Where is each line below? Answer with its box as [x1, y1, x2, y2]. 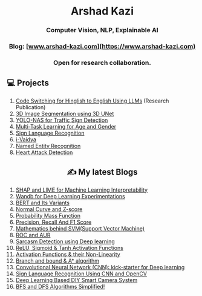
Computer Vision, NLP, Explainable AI [45, 26, 159, 35]
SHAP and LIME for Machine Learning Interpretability [15, 186, 148, 193]
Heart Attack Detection [15, 149, 73, 156]
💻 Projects [7, 78, 49, 89]
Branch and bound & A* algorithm [15, 257, 99, 264]
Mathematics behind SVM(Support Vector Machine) [15, 224, 145, 232]
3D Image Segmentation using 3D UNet [15, 110, 114, 117]
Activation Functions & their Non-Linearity [15, 251, 120, 258]
